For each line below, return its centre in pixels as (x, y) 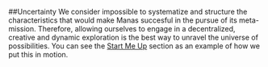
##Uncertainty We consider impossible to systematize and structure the (128, 12)
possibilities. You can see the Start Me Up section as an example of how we (134, 46)
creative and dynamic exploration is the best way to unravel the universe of (133, 37)
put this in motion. (38, 54)
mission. (22, 29)
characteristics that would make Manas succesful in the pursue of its (123, 20)
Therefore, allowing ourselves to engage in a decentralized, (136, 29)
